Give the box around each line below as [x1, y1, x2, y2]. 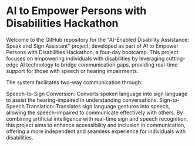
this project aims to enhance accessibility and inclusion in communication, [6, 121, 186, 128]
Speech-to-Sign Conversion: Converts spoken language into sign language [6, 90, 188, 97]
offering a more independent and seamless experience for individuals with [6, 128, 186, 135]
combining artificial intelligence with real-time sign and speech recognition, [6, 115, 189, 122]
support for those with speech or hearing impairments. [6, 67, 139, 74]
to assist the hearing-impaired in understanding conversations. [6, 96, 159, 104]
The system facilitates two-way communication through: [6, 78, 143, 86]
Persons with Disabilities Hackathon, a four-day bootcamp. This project [6, 48, 179, 55]
